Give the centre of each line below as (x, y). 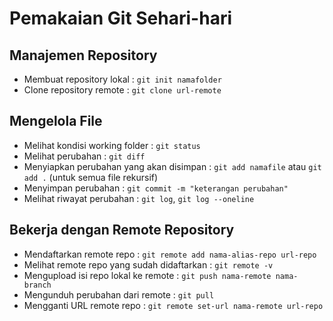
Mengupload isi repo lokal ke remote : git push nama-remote (147, 275)
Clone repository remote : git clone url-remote (122, 90)
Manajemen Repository (83, 55)
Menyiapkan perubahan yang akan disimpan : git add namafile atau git (172, 166)
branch (37, 285)
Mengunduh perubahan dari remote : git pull (119, 294)
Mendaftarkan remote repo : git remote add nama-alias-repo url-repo (170, 254)
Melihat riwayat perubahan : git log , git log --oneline (139, 198)
